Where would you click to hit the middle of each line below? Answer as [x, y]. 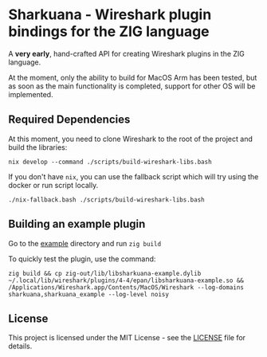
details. [20, 346]
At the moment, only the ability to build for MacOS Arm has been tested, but [133, 77]
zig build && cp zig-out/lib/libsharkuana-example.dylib [105, 273]
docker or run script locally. [53, 185]
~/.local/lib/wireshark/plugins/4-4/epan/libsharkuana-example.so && [126, 280]
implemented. [31, 94]
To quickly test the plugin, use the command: [82, 259]
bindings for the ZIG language [109, 31]
